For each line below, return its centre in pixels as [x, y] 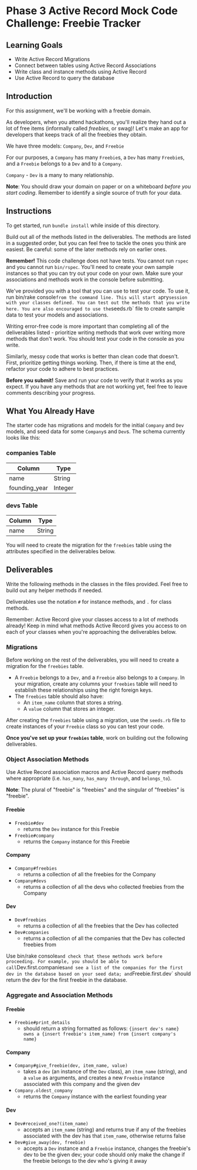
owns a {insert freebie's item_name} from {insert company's [99, 1034]
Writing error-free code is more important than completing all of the [88, 326]
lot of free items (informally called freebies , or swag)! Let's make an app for [97, 128]
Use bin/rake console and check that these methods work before [84, 956]
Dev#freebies [30, 920]
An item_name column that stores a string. [73, 703]
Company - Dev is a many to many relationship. [60, 175]
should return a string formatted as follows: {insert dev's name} [101, 1029]
